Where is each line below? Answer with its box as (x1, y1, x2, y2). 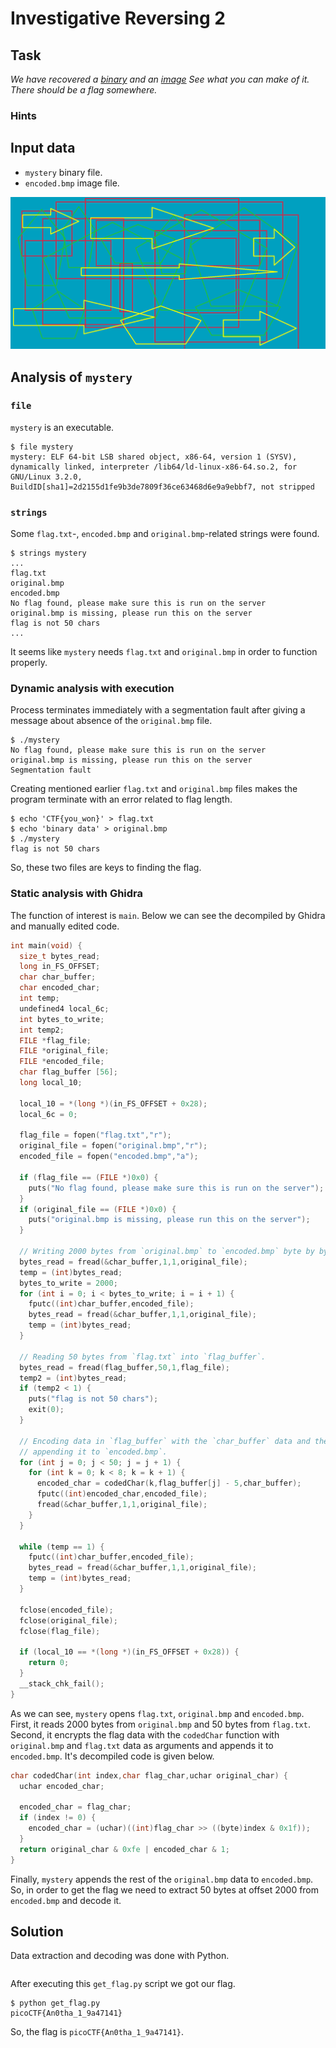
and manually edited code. (10, 920, 120, 932)
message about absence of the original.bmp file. (10, 715, 213, 727)
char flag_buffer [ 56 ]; (19, 1067, 118, 1077)
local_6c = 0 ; (19, 1109, 78, 1119)
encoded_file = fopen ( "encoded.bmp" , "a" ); (19, 1152, 199, 1162)
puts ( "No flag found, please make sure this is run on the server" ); (28, 1183, 325, 1193)
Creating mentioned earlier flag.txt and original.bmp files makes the (10, 783, 298, 795)
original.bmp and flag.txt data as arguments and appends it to (10, 1739, 274, 1751)
